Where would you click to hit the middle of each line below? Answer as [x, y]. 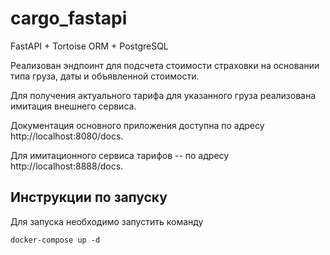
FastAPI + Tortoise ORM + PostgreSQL [89, 46]
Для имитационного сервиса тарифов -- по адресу [120, 155]
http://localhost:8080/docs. [67, 136]
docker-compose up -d [55, 240]
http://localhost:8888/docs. [67, 166]
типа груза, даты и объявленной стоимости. [105, 76]
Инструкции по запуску [89, 197]
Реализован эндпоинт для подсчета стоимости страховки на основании [165, 65]
